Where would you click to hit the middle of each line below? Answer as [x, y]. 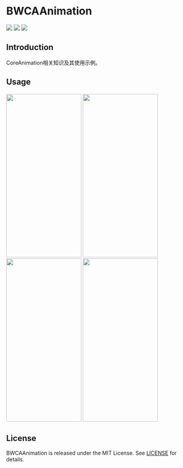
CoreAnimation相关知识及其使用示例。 [53, 63]
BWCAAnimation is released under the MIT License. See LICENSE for [91, 453]
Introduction [30, 47]
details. [15, 459]
